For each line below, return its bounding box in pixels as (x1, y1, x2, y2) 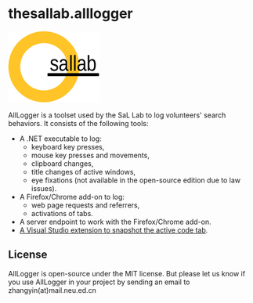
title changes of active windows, (31, 167, 136, 176)
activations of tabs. (31, 208, 94, 218)
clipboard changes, (31, 158, 94, 168)
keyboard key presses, (31, 142, 105, 151)
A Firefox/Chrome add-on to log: (19, 192, 125, 201)
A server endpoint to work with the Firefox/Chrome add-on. (19, 217, 211, 226)
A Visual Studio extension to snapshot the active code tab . (19, 225, 208, 235)
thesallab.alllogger (8, 5, 133, 23)
